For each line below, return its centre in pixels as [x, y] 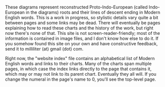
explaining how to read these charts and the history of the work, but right [79, 28]
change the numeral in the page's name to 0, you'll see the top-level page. [81, 79]
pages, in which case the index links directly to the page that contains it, [78, 69]
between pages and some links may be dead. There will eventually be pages [83, 23]
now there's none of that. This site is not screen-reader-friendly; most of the [82, 33]
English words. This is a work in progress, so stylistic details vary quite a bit [82, 17]
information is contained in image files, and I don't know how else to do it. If [82, 38]
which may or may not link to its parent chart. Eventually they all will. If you [81, 74]
